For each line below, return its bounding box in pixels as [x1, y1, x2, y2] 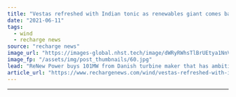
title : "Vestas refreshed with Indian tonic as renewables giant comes [7, 10, 221, 18]
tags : [7, 23, 23, 30]
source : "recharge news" [7, 43, 80, 50]
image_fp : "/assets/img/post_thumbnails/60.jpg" [7, 56, 152, 63]
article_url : [7, 69, 46, 76]
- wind [13, 30, 33, 37]
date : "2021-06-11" [7, 17, 65, 24]
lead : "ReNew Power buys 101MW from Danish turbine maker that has [7, 63, 209, 70]
